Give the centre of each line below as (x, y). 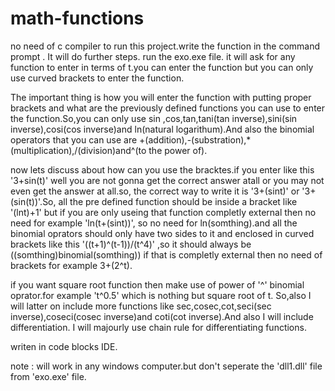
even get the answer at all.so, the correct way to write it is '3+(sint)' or (155, 191)
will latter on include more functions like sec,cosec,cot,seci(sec (141, 306)
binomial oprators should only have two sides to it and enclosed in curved (162, 233)
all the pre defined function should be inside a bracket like (178, 201)
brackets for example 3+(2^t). (71, 265)
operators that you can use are (74, 139)
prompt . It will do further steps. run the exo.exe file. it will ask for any (153, 56)
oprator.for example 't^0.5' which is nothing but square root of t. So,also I (161, 295)
